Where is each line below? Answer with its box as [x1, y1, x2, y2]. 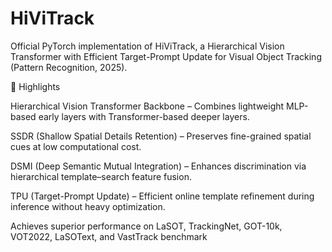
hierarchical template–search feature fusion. [10, 170, 192, 182]
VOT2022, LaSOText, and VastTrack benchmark [10, 230, 208, 242]
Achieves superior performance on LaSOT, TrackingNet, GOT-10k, [10, 220, 283, 232]
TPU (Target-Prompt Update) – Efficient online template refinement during [10, 190, 315, 202]
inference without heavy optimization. [10, 200, 166, 212]
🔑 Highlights [10, 80, 61, 92]
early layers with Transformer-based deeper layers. [38, 110, 250, 122]
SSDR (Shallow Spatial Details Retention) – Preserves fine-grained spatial [10, 130, 312, 142]
